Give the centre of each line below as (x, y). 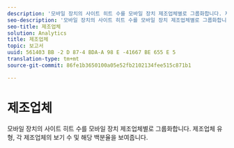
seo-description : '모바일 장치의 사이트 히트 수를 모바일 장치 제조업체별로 (103, 20)
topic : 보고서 (25, 46)
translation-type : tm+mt (43, 59)
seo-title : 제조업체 (34, 26)
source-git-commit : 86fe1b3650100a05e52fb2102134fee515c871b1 (99, 65)
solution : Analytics (37, 33)
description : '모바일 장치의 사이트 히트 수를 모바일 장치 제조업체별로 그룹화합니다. (115, 14)
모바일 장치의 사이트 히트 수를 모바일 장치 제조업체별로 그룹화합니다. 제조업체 (111, 129)
